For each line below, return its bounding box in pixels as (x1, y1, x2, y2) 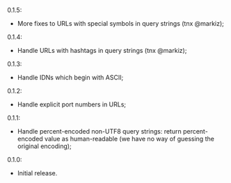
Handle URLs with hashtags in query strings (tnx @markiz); (17, 47, 187, 54)
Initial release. (17, 169, 58, 177)
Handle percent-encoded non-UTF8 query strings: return (17, 127, 182, 135)
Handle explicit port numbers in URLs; (17, 100, 127, 109)
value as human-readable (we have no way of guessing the (44, 135, 214, 143)
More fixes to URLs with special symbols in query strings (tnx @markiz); (17, 19, 225, 27)
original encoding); (17, 142, 72, 150)
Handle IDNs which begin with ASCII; (17, 73, 124, 81)
